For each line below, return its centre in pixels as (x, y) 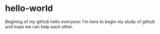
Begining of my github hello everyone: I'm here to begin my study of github (80, 22)
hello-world (29, 8)
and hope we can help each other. (39, 26)
